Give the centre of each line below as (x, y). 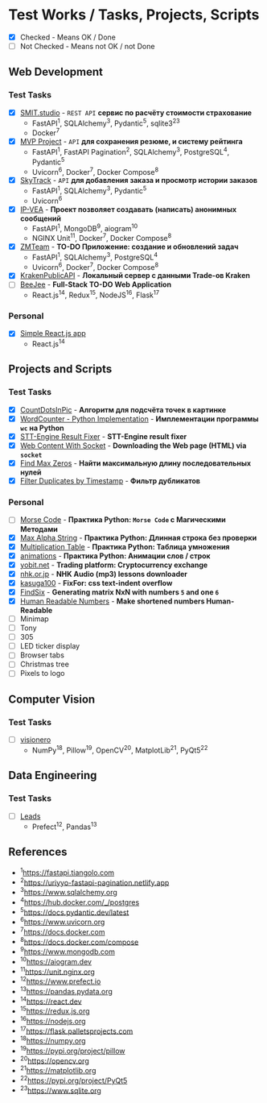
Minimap (35, 619)
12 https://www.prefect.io (60, 981)
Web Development (55, 72)
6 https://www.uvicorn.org (62, 921)
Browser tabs (42, 655)
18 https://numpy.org (53, 1040)
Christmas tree (45, 664)
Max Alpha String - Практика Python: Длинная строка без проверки (138, 537)
